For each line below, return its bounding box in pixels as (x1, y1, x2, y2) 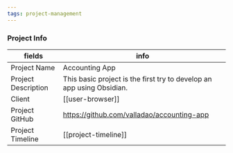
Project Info (7, 33, 47, 42)
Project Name (10, 63, 55, 72)
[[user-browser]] (62, 94, 120, 104)
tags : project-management (7, 10, 82, 17)
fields (24, 51, 44, 61)
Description (10, 83, 49, 92)
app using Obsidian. (62, 83, 128, 92)
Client (10, 94, 30, 104)
